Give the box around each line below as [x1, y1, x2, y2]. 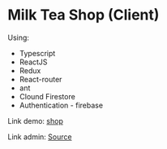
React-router [19, 74, 62, 84]
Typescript [19, 48, 56, 58]
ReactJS [19, 57, 48, 67]
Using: [7, 33, 30, 42]
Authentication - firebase [19, 100, 103, 110]
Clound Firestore [19, 91, 76, 101]
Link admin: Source [7, 132, 72, 142]
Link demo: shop [7, 116, 64, 125]
